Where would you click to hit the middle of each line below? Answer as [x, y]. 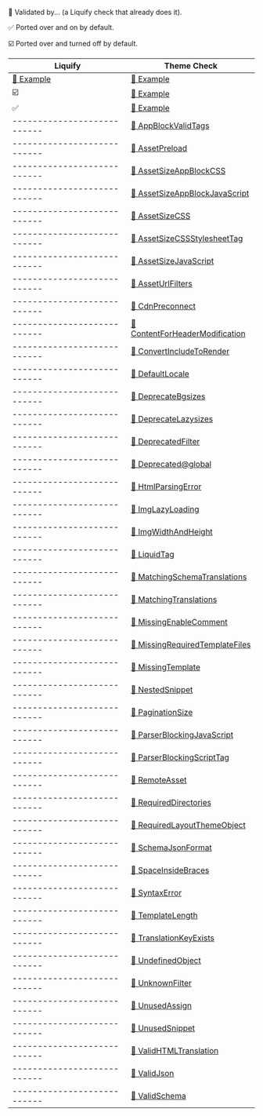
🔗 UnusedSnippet [163, 1028]
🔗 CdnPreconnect [163, 306]
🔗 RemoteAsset [159, 780]
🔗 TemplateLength [164, 915]
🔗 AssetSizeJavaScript [172, 261]
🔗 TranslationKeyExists [173, 938]
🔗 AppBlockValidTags [170, 126]
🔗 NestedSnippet [162, 689]
